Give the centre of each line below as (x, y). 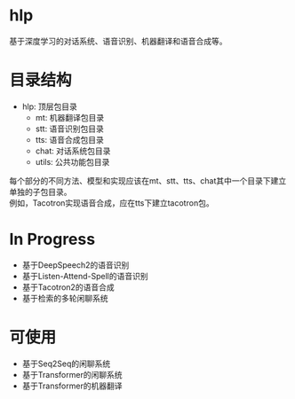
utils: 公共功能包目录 (72, 161)
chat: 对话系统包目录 (73, 151)
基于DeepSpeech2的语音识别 (76, 265)
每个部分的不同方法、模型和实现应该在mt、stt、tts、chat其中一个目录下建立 (148, 180)
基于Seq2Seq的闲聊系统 (66, 364)
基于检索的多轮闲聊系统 (65, 298)
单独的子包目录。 (40, 192)
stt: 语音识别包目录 (70, 129)
